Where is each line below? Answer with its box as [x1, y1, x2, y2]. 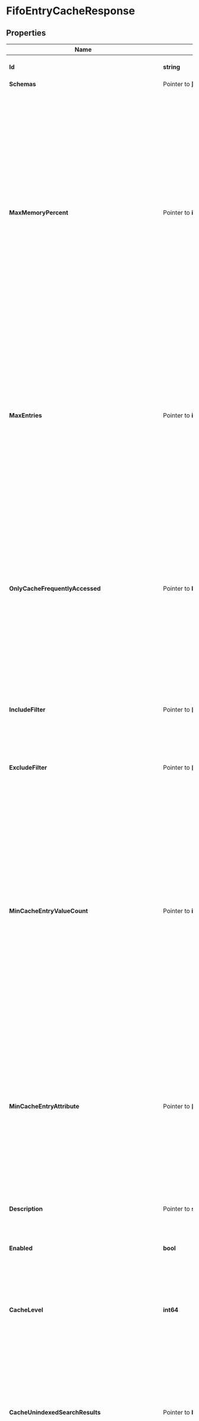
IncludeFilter [9, 705, 46, 714]
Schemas [9, 80, 37, 88]
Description [9, 1205, 43, 1213]
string [162, 63, 181, 71]
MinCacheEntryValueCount [9, 907, 88, 915]
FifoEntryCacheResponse [6, 4, 135, 18]
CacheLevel [9, 1306, 43, 1314]
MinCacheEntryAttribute [9, 1102, 80, 1110]
